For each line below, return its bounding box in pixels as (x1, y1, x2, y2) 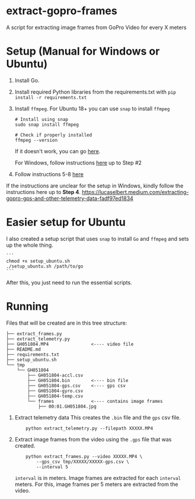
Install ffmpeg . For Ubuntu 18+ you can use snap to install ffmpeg (14, 105, 170, 112)
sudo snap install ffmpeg (14, 122, 79, 128)
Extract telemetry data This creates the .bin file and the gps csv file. (14, 414, 181, 421)
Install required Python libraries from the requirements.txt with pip (14, 88, 176, 96)
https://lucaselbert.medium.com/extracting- (82, 188, 189, 195)
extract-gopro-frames (6, 4, 117, 18)
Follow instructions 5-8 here (14, 170, 84, 177)
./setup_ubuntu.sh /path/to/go (6, 263, 84, 269)
